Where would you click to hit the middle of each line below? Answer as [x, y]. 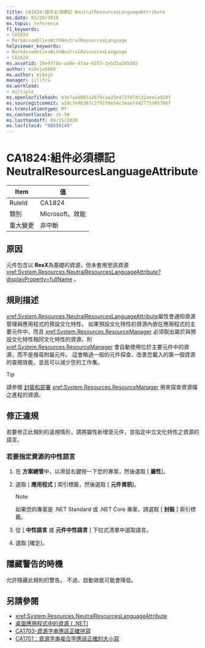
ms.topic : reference [33, 23]
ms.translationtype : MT [37, 109]
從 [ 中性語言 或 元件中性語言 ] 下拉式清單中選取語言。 [83, 530]
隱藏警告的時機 [35, 564]
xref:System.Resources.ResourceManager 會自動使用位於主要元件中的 [95, 347]
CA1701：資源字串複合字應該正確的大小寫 [67, 639]
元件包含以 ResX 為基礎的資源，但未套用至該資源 [68, 265]
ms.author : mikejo [30, 75]
